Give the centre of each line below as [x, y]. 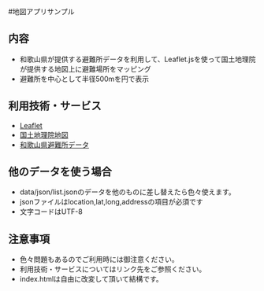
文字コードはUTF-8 [51, 212]
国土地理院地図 [44, 134]
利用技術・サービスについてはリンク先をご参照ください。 [113, 269]
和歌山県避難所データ [54, 145]
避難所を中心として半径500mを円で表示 [84, 79]
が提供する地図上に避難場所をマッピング [85, 68]
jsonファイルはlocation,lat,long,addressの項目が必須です [111, 202]
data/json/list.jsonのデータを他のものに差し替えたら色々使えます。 [128, 192]
